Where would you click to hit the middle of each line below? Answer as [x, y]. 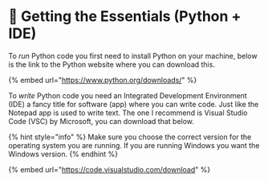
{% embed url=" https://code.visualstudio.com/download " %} [110, 169]
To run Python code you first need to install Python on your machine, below [133, 56]
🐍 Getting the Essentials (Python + [125, 17]
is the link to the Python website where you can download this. [112, 64]
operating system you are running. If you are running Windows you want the [134, 145]
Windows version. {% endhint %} [63, 154]
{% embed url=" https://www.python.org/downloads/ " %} [103, 80]
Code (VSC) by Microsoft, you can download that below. [102, 121]
